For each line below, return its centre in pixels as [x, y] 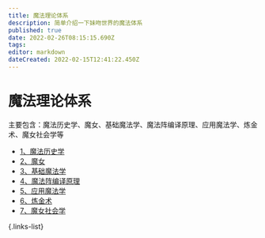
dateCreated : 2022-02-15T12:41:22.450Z [74, 60]
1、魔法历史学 [42, 151]
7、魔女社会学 [42, 210]
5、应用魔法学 [43, 191]
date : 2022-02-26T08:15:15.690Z [61, 38]
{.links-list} [26, 226]
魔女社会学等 [43, 134]
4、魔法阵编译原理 [50, 181]
